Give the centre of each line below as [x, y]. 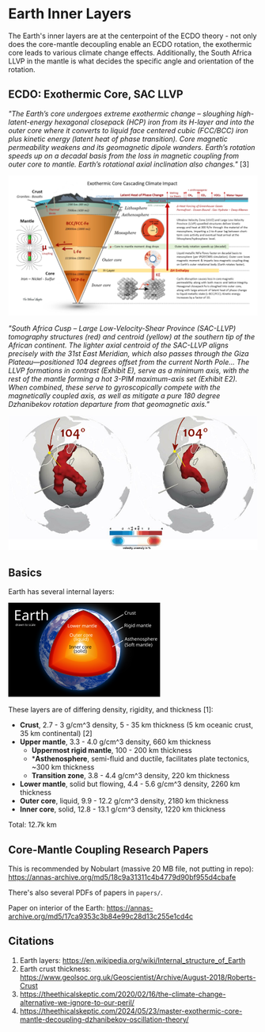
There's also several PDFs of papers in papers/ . [86, 892]
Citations [31, 941]
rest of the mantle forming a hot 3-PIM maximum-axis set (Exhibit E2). [123, 379]
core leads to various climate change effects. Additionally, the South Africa [130, 52]
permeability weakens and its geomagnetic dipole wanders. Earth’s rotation [132, 147]
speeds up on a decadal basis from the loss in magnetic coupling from [124, 155]
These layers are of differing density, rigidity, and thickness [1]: [111, 710]
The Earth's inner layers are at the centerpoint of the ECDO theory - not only [132, 36]
